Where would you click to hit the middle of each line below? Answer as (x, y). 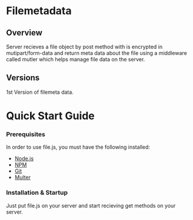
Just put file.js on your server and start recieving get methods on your (91, 205)
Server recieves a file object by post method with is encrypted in (84, 47)
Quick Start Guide (51, 116)
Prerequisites (26, 134)
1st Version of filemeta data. (40, 92)
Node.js (24, 159)
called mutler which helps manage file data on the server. (76, 59)
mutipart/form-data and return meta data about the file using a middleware (96, 53)
